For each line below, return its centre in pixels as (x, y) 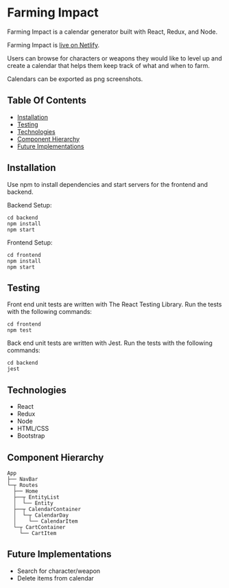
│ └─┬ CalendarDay (41, 515)
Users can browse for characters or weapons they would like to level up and (115, 58)
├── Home (26, 491)
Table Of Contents (47, 101)
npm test (20, 330)
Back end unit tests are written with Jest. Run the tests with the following (110, 343)
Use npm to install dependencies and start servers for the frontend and (107, 184)
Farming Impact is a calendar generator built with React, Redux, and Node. (112, 32)
